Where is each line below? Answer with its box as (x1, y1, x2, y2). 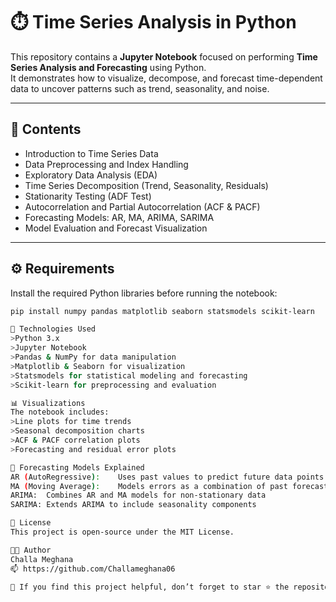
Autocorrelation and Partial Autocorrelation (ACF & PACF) (24, 200, 261, 213)
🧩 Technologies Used (10, 324, 97, 334)
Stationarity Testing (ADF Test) (24, 190, 152, 202)
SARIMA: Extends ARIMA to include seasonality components (10, 500, 257, 510)
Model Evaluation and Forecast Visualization (24, 222, 208, 234)
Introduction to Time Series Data (24, 147, 159, 159)
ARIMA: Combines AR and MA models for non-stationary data (10, 490, 267, 501)
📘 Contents (10, 121, 82, 138)
